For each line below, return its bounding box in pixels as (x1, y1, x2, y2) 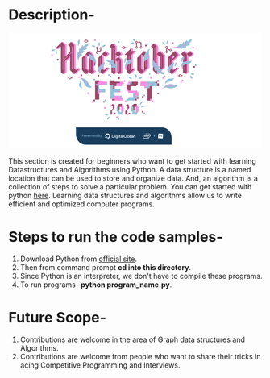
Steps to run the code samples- (8, 227, 223, 246)
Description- (8, 6, 95, 24)
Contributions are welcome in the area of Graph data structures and (19, 334, 246, 344)
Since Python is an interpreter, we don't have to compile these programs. (19, 272, 263, 281)
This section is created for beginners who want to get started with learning (8, 156, 256, 166)
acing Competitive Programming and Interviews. (19, 360, 181, 370)
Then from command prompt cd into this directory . (19, 263, 192, 272)
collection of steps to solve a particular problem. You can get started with (8, 182, 252, 192)
